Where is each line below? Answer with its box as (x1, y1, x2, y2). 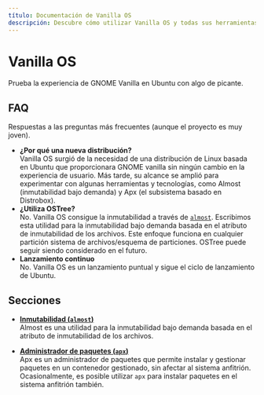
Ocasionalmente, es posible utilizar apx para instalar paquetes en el (19, 371, 238, 381)
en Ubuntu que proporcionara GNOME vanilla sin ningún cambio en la (19, 163, 245, 172)
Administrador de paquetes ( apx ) (19, 346, 129, 356)
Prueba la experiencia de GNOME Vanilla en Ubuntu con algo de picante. (8, 79, 244, 88)
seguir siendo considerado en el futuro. (19, 246, 148, 255)
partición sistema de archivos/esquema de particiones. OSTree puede (19, 237, 247, 247)
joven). (8, 130, 31, 140)
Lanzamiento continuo (19, 254, 95, 264)
